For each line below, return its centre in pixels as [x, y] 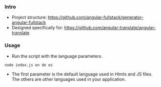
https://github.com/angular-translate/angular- [110, 28]
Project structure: [29, 17]
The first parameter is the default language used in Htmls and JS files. [82, 74]
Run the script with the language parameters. [57, 56]
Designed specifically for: [37, 28]
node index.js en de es [29, 65]
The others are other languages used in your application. [69, 79]
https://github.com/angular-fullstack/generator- [96, 17]
